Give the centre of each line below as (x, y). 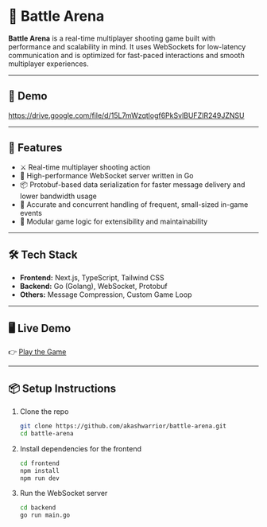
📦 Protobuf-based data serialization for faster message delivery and (132, 184)
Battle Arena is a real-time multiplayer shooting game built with (112, 38)
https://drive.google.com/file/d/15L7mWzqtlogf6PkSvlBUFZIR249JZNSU (126, 115)
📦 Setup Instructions (62, 388)
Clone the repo (44, 412)
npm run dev (39, 478)
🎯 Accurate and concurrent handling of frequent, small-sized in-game (134, 204)
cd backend (38, 508)
